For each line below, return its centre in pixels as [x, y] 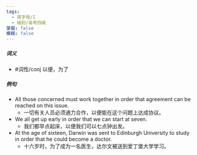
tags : [13, 12]
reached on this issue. [42, 106]
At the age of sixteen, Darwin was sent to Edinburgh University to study [102, 133]
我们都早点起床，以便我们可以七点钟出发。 [76, 126]
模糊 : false [20, 34]
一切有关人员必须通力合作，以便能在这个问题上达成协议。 [94, 112]
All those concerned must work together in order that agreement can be [103, 99]
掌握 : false [20, 28]
